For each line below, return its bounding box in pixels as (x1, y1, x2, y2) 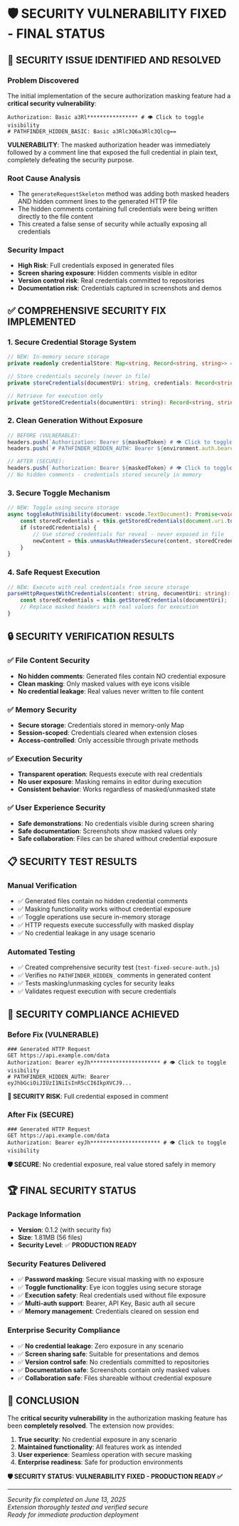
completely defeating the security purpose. (7, 155, 134, 164)
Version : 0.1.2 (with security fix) (17, 1225, 112, 1234)
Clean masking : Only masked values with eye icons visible (17, 679, 191, 688)
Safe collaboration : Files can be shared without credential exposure (17, 834, 218, 842)
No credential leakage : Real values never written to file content (17, 686, 204, 695)
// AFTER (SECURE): (7, 458, 65, 465)
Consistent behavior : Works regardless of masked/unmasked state (17, 785, 216, 794)
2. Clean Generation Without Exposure (7, 416, 144, 426)
